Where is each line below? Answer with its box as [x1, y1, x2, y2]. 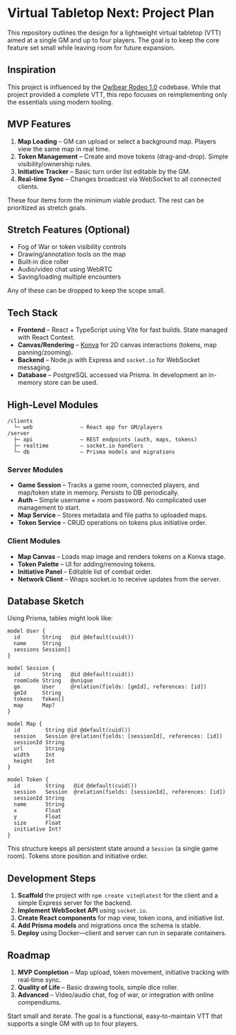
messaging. [17, 363, 52, 372]
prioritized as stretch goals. [7, 203, 87, 212]
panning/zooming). [17, 348, 73, 357]
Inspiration [7, 64, 57, 76]
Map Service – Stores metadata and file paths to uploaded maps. [17, 511, 208, 519]
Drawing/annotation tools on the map [17, 250, 126, 259]
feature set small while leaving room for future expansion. [7, 43, 175, 52]
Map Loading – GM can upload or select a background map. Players [17, 137, 217, 146]
